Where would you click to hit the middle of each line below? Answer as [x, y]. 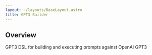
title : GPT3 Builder [27, 15]
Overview [21, 35]
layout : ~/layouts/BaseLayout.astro [44, 10]
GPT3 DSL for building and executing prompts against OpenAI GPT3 [76, 47]
